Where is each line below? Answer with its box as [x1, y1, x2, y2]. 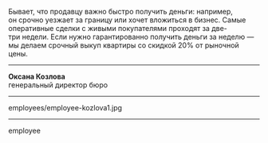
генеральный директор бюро [8, 80, 108, 90]
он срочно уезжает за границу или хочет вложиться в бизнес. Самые [8, 15, 246, 25]
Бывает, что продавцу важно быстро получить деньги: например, [8, 7, 234, 16]
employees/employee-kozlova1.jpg [8, 103, 122, 112]
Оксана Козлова [8, 71, 65, 81]
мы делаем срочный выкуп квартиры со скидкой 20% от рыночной [8, 41, 239, 50]
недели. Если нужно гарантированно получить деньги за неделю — [22, 32, 254, 41]
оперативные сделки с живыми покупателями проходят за [8, 24, 210, 33]
